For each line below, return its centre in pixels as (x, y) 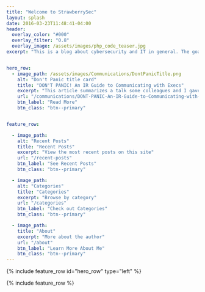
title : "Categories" (43, 192)
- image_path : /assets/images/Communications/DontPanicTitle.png (97, 74)
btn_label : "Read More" (48, 102)
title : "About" (37, 231)
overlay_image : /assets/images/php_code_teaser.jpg (79, 46)
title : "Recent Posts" (46, 147)
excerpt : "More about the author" (61, 237)
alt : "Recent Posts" (43, 141)
